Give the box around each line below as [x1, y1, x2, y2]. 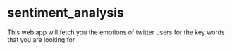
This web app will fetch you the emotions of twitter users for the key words [7, 28, 225, 36]
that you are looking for [7, 35, 75, 43]
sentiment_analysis [7, 5, 125, 21]
